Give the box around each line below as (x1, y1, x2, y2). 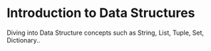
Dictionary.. (6, 35, 41, 44)
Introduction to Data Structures (6, 5, 195, 21)
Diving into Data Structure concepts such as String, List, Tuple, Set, (6, 28, 205, 37)
